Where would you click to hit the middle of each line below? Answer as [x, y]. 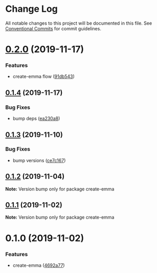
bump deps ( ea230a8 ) [36, 119]
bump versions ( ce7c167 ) [39, 160]
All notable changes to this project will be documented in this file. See [79, 23]
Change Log [31, 9]
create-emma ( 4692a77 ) [39, 265]
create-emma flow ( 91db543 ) [44, 76]
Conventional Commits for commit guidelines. [53, 28]
